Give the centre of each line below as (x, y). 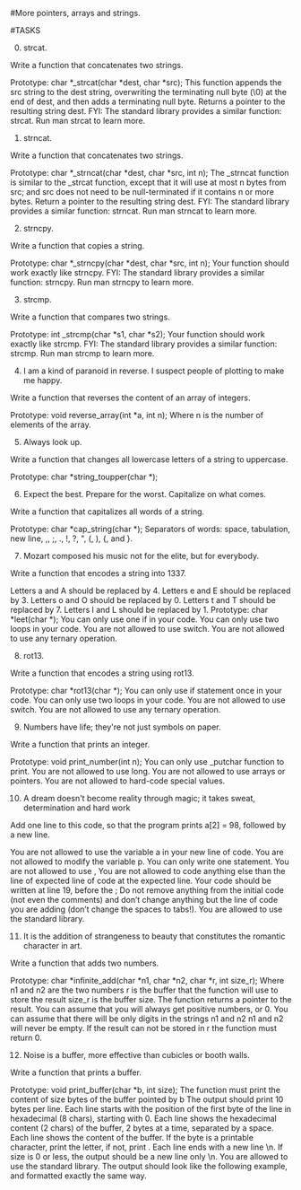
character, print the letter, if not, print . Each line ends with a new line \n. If (146, 1147)
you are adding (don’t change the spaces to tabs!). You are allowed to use (146, 909)
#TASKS (26, 30)
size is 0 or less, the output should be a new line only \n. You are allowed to (149, 1156)
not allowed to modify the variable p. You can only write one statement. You (150, 862)
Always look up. (52, 442)
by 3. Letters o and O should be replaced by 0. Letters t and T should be (143, 600)
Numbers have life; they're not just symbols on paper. (122, 727)
